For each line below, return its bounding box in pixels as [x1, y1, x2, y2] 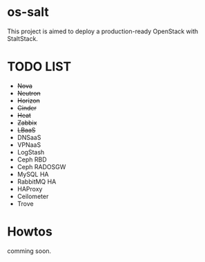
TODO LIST [7, 59, 72, 75]
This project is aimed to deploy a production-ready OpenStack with [7, 27, 199, 35]
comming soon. [7, 247, 52, 255]
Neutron [17, 89, 41, 97]
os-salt [7, 4, 50, 20]
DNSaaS [17, 133, 41, 141]
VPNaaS [17, 140, 41, 149]
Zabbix [17, 119, 37, 127]
